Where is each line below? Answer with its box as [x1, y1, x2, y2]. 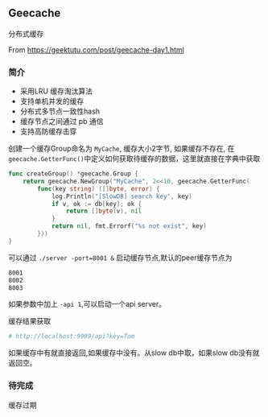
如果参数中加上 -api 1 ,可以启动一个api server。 [8, 299, 167, 309]
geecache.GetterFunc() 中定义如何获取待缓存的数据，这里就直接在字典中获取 [8, 154, 261, 163]
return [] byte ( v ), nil [65, 207, 142, 216]
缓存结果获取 [8, 316, 51, 326]
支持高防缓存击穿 [19, 126, 77, 136]
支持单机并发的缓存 [19, 97, 85, 106]
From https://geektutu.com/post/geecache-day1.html [8, 44, 185, 55]
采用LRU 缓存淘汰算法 [19, 86, 93, 96]
